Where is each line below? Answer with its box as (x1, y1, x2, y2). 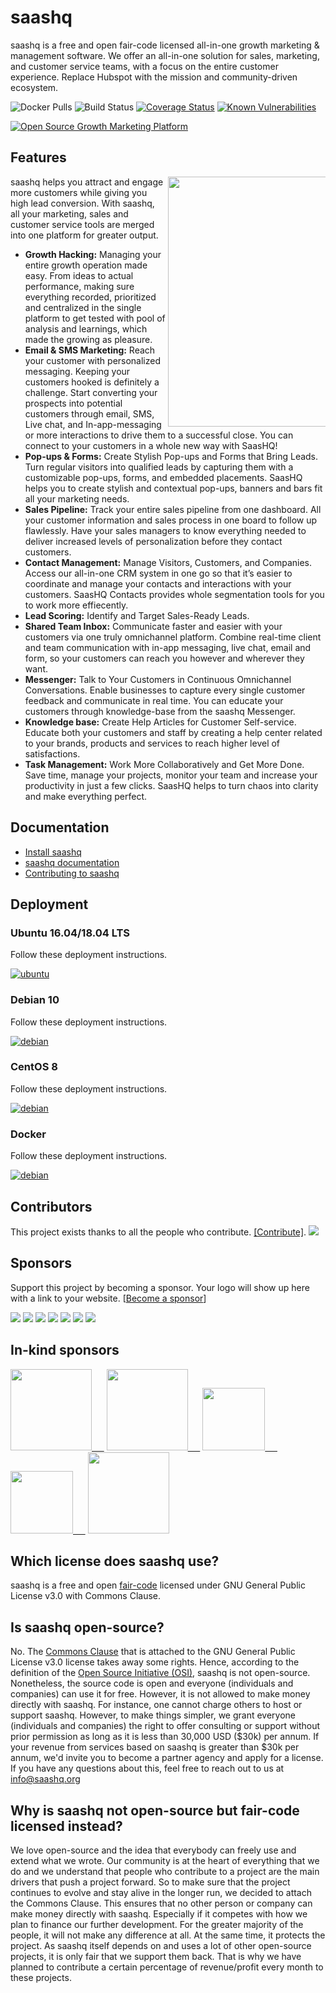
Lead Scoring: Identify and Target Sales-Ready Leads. (24, 609, 250, 621)
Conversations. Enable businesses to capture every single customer (24, 684, 306, 696)
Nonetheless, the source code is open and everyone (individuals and (10, 1677, 294, 1690)
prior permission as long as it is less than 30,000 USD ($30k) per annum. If (10, 1731, 320, 1743)
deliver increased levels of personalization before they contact (24, 535, 283, 547)
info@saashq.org (10, 1773, 81, 1785)
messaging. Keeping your (24, 365, 131, 377)
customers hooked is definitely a (24, 376, 160, 388)
